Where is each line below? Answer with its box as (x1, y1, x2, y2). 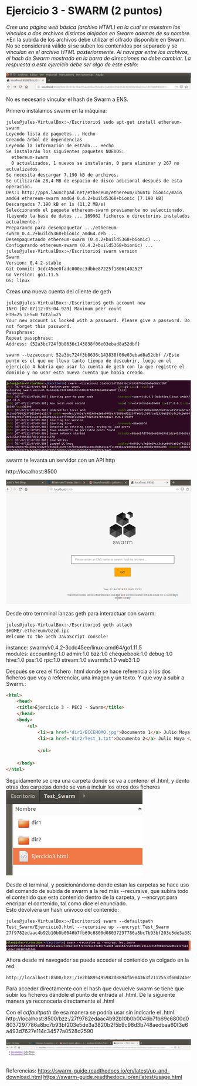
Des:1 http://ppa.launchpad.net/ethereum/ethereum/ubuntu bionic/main (6, 190, 182, 196)
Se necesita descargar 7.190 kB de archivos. (6, 172, 119, 178)
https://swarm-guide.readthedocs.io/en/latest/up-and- (37, 1067, 170, 1074)
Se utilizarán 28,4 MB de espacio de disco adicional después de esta (6, 178, 182, 184)
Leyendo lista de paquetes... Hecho (6, 131, 96, 137)
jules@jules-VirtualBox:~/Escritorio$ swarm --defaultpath (6, 918, 154, 924)
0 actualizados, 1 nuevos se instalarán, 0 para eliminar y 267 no (11, 160, 180, 167)
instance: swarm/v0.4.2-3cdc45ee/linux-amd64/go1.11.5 (6, 644, 142, 651)
